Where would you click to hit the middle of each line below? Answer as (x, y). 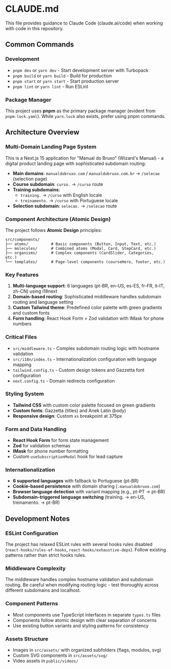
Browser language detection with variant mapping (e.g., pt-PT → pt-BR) (89, 492)
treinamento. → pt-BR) (36, 503)
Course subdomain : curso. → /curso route (58, 184)
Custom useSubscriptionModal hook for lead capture (68, 457)
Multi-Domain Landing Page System (51, 147)
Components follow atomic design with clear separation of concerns (84, 620)
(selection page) (30, 179)
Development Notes (38, 519)
